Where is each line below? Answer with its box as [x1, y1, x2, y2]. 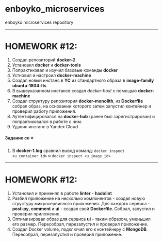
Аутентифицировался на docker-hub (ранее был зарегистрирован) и [12, 113, 155, 119]
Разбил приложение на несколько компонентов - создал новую [12, 196, 146, 201]
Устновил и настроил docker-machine [12, 72, 91, 78]
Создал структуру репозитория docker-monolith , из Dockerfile [12, 98, 143, 104]
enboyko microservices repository [5, 19, 74, 25]
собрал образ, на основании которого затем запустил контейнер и [12, 103, 151, 109]
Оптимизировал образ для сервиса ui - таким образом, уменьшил [12, 216, 151, 222]
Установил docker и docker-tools [12, 62, 81, 68]
